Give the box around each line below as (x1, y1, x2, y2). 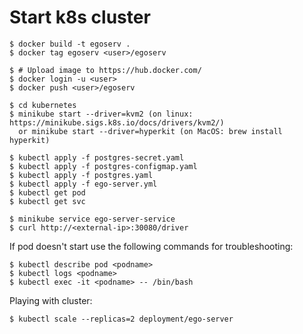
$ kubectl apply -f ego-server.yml (9, 179, 158, 189)
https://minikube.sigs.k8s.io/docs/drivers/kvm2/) (9, 117, 225, 128)
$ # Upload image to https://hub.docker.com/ (9, 65, 202, 75)
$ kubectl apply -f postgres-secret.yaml (9, 152, 185, 163)
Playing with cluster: (9, 294, 93, 306)
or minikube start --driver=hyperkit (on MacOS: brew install (18, 126, 283, 136)
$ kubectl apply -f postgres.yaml (9, 170, 154, 180)
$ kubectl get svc (9, 196, 86, 206)
